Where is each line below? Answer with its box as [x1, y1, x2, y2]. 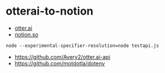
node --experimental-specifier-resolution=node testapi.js [5, 43, 159, 49]
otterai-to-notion [5, 4, 94, 18]
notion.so [14, 30, 38, 38]
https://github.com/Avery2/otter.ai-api [14, 53, 111, 60]
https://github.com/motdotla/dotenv [14, 60, 105, 67]
